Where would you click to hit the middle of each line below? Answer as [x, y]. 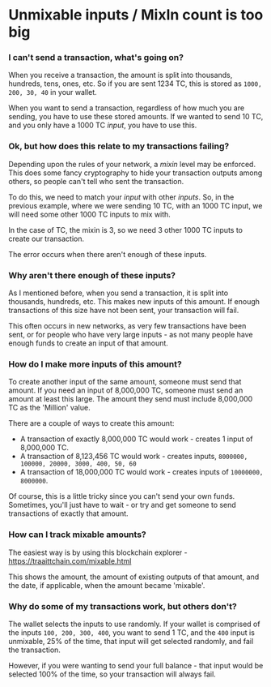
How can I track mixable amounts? [78, 535]
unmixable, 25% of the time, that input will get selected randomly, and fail [131, 641]
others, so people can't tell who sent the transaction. [96, 181]
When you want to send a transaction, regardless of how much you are [127, 108]
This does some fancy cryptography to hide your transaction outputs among [135, 173]
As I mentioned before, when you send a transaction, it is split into [119, 293]
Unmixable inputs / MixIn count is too [136, 15]
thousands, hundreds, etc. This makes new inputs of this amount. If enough [134, 302]
